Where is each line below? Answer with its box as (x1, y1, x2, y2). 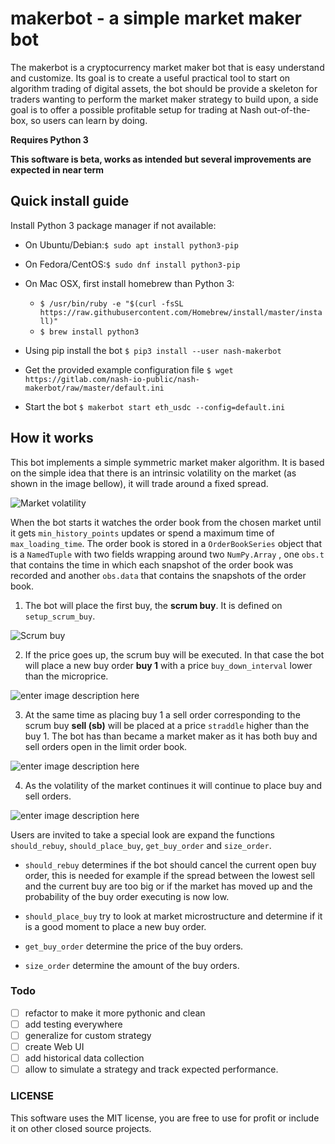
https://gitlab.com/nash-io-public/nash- (24, 374, 200, 384)
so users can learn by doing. (30, 114, 148, 126)
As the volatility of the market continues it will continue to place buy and (24, 779, 323, 791)
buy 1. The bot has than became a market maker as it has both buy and (24, 730, 318, 742)
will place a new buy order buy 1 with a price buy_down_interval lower (24, 659, 313, 671)
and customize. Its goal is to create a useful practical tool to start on (10, 72, 291, 84)
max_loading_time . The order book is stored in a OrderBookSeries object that (10, 537, 323, 549)
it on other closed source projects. (10, 1122, 152, 1134)
